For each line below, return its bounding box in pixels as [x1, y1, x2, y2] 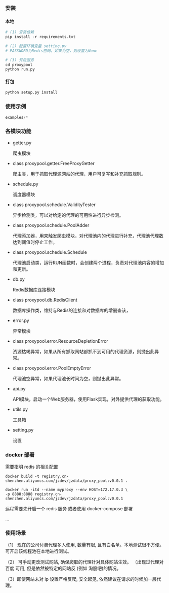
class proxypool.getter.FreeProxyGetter [12, 160, 95, 166]
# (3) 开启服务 [5, 57, 34, 62]
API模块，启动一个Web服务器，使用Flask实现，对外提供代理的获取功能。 [12, 396, 164, 402]
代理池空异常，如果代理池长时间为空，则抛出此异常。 [12, 375, 124, 381]
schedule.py [12, 181, 39, 187]
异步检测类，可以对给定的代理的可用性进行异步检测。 [12, 212, 124, 218]
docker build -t [5, 474, 39, 479]
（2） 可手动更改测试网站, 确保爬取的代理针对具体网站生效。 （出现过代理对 [5, 559, 164, 565]
